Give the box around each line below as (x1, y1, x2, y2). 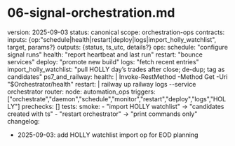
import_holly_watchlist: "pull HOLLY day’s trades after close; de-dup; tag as (7, 65, 225, 73)
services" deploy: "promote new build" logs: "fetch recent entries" (7, 57, 199, 66)
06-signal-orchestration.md (7, 5, 175, 21)
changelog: (7, 117, 40, 125)
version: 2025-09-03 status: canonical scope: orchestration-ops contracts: (7, 28, 225, 36)
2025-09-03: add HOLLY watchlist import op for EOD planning (17, 131, 199, 139)
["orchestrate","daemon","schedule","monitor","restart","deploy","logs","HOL (7, 94, 227, 103)
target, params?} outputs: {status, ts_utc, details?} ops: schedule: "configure (7, 43, 228, 51)
